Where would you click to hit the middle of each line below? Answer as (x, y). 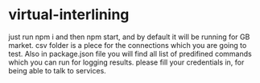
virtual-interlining (69, 15)
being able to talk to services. (57, 70)
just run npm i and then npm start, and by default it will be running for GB (129, 37)
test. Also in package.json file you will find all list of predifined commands (130, 53)
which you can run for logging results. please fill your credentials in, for (126, 62)
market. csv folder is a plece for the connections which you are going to (128, 45)
